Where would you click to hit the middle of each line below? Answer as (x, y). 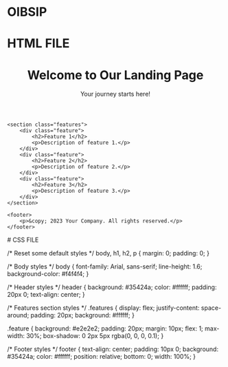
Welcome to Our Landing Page (115, 75)
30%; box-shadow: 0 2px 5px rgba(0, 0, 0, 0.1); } (95, 336)
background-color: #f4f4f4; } (48, 274)
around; (18, 315)
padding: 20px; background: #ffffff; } (83, 315)
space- (211, 308)
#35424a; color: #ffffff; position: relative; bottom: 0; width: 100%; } (102, 357)
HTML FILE (38, 44)
